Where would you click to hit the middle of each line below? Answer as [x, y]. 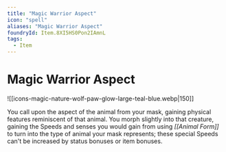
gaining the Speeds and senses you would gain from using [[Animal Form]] [113, 126]
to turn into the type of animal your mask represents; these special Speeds [113, 133]
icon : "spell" [27, 20]
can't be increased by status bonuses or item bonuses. [85, 141]
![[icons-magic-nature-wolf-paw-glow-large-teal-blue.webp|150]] [101, 98]
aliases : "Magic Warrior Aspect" [55, 26]
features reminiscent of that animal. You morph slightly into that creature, [111, 119]
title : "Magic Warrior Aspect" [52, 13]
